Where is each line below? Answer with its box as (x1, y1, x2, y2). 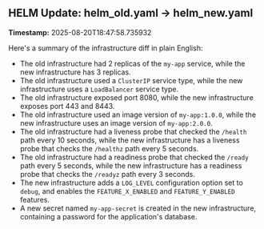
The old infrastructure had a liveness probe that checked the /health (19, 127, 247, 136)
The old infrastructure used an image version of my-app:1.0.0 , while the (19, 110, 257, 119)
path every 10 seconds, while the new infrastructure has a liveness (19, 135, 240, 145)
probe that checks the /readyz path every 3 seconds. (19, 169, 196, 179)
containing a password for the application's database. (19, 211, 198, 221)
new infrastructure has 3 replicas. (19, 67, 131, 77)
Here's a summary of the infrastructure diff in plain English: (8, 43, 203, 53)
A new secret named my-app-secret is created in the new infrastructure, (19, 203, 257, 213)
